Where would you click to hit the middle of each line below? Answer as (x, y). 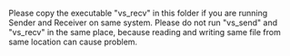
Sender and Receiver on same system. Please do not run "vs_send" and (143, 23)
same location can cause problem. (73, 42)
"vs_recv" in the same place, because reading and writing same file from (145, 32)
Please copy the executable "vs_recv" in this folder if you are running (138, 13)
